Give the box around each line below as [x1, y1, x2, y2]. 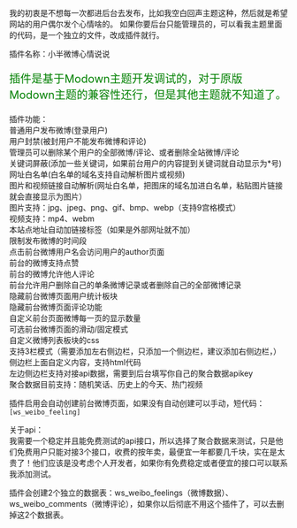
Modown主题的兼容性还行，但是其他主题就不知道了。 [9, 88, 287, 102]
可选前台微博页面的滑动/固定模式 [9, 324, 129, 334]
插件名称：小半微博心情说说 [9, 49, 110, 59]
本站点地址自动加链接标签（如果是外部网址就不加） [9, 225, 195, 234]
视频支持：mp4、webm [9, 213, 95, 224]
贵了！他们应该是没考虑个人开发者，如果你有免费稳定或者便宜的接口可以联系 [9, 458, 288, 468]
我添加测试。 [9, 469, 56, 479]
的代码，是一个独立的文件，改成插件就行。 [9, 30, 164, 40]
